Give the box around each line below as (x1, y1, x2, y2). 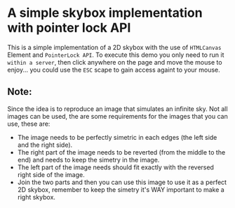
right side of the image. (17, 170, 86, 178)
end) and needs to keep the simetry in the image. (17, 155, 160, 164)
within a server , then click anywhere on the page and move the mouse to (7, 58, 222, 66)
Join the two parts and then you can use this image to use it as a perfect (17, 178, 227, 186)
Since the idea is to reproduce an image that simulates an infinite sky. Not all (7, 104, 228, 113)
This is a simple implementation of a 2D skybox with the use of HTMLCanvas (7, 43, 222, 51)
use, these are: (7, 119, 51, 128)
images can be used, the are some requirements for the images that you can (7, 112, 228, 120)
